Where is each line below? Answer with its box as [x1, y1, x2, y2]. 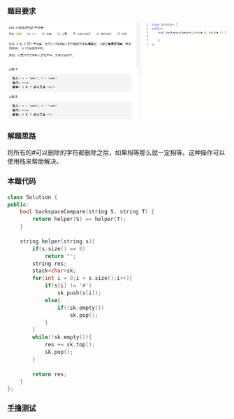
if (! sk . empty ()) [57, 304, 105, 311]
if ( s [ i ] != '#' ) [44, 282, 92, 290]
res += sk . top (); [44, 341, 96, 348]
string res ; [32, 260, 68, 267]
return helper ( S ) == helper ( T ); [32, 215, 127, 223]
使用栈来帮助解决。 [7, 157, 63, 166]
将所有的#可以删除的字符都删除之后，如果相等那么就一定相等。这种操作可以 [7, 148, 226, 157]
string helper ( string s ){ [20, 238, 96, 245]
